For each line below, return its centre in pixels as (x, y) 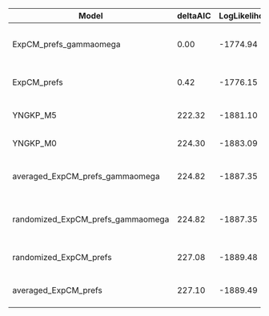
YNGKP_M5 (35, 115)
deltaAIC (194, 16)
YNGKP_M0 (35, 143)
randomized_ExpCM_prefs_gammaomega (91, 219)
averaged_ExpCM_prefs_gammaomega (86, 176)
